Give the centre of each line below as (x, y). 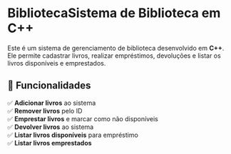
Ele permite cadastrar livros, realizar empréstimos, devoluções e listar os (114, 56)
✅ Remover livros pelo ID (45, 111)
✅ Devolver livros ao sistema (51, 127)
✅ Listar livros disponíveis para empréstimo (73, 135)
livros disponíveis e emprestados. (57, 63)
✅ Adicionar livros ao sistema (52, 103)
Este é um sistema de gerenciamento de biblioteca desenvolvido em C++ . (116, 48)
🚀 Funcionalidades (49, 86)
